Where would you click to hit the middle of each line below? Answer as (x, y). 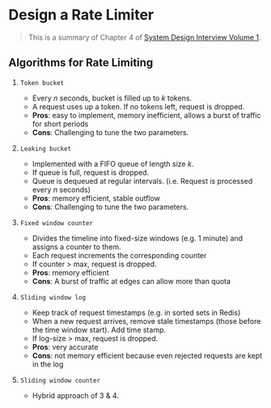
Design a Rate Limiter (81, 15)
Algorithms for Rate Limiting (81, 63)
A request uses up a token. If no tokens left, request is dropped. (138, 106)
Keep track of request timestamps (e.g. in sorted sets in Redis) (136, 312)
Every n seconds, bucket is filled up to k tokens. (112, 98)
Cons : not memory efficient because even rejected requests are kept (147, 355)
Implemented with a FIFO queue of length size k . (113, 164)
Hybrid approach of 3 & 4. (76, 395)
